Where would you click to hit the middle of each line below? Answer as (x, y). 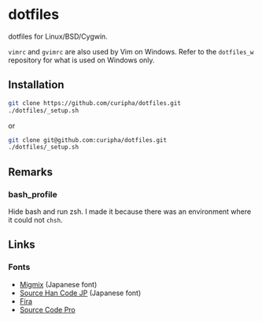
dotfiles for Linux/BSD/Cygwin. (58, 36)
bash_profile (33, 194)
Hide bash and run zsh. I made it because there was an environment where (130, 212)
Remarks (31, 172)
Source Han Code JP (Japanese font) (80, 293)
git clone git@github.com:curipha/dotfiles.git (88, 140)
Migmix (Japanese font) (58, 284)
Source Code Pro (48, 309)
